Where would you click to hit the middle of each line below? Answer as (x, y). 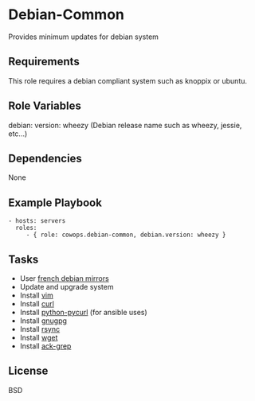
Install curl (37, 304)
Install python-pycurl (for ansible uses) (83, 312)
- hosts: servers (37, 221)
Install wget (39, 337)
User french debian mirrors (64, 278)
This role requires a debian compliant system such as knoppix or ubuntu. (128, 80)
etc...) (18, 134)
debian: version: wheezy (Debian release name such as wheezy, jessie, (125, 125)
